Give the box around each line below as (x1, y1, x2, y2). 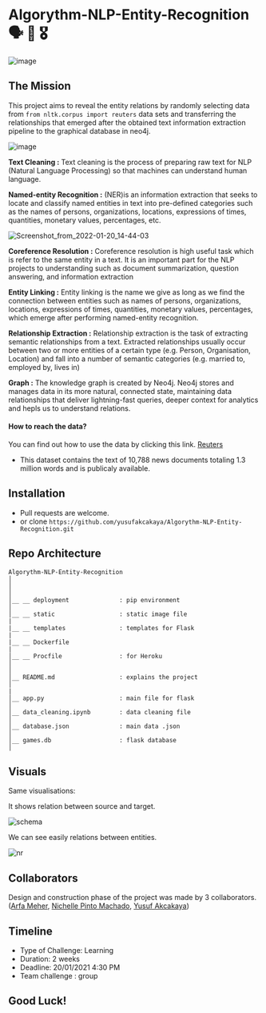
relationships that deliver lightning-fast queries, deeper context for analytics (8, 395, 259, 404)
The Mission (8, 79, 71, 93)
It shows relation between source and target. (8, 802, 156, 811)
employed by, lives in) (8, 362, 80, 372)
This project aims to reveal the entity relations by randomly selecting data (8, 100, 250, 110)
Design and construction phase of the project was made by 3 (8, 893, 210, 902)
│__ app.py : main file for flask (8, 694, 195, 702)
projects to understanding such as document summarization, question (8, 263, 240, 273)
